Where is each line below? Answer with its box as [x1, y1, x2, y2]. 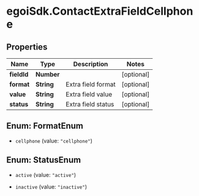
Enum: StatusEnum [6, 155, 81, 165]
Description [73, 60, 108, 68]
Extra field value [66, 90, 112, 99]
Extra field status [66, 100, 115, 108]
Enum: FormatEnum [6, 121, 84, 131]
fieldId [9, 70, 29, 78]
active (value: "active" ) [15, 171, 77, 178]
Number [36, 70, 60, 78]
